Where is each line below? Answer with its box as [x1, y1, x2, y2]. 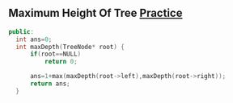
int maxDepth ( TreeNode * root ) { [15, 43, 125, 51]
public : [8, 27, 35, 35]
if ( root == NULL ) [29, 50, 82, 59]
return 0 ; [44, 58, 78, 66]
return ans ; [29, 80, 70, 88]
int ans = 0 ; [15, 35, 53, 43]
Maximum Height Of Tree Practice [8, 6, 183, 20]
